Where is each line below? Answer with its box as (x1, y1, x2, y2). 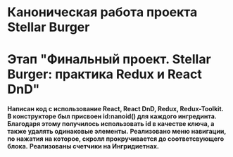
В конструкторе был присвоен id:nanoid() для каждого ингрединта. (7, 112, 217, 120)
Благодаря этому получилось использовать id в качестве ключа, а (7, 120, 215, 128)
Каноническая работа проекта (7, 4, 198, 20)
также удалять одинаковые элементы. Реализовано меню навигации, (7, 127, 227, 136)
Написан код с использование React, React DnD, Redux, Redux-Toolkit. (7, 105, 224, 113)
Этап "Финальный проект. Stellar (7, 51, 211, 68)
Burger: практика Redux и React (7, 66, 202, 82)
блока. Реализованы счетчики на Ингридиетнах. (7, 142, 160, 151)
